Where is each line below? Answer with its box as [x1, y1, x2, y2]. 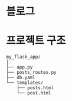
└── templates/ [6, 80, 44, 86]
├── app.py [6, 64, 33, 70]
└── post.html [17, 90, 51, 96]
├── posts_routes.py [6, 70, 57, 76]
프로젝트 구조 [6, 34, 66, 47]
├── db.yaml [6, 74, 35, 81]
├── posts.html [17, 85, 54, 91]
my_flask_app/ [6, 54, 41, 60]
